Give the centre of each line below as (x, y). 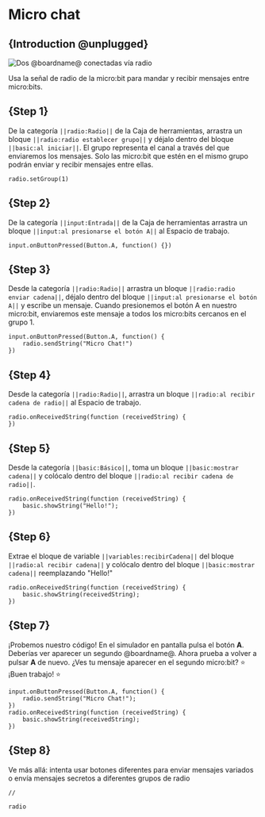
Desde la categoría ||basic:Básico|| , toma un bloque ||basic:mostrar (124, 468)
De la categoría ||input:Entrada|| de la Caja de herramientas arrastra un (128, 222)
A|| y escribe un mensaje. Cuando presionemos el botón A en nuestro (123, 305)
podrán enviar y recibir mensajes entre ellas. (81, 164)
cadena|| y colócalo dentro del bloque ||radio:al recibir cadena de (121, 476)
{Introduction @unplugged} (79, 44)
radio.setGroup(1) (38, 179)
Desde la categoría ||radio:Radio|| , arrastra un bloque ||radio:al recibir (132, 394)
